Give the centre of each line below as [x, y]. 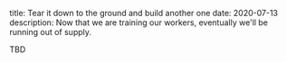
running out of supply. [51, 32]
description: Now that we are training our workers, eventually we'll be [139, 22]
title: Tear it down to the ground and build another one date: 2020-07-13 [144, 13]
